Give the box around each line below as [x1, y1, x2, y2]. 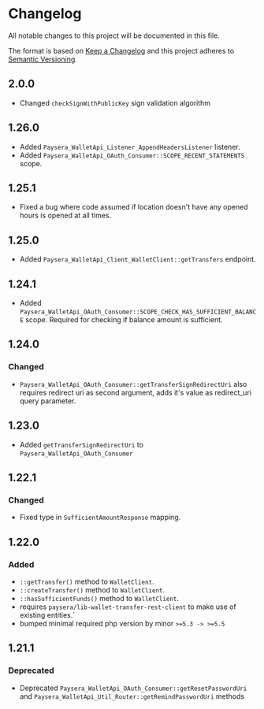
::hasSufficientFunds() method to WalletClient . [19, 593, 180, 603]
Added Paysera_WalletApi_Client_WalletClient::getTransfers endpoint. [19, 254, 256, 264]
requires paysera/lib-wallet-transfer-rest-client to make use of [19, 602, 236, 611]
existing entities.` [19, 610, 76, 619]
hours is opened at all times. [19, 210, 112, 221]
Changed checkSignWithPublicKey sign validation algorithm [19, 98, 211, 107]
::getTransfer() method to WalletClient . [19, 577, 155, 586]
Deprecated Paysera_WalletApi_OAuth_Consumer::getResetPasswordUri [19, 683, 247, 692]
